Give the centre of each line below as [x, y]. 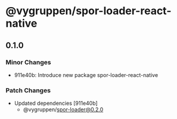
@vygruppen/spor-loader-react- [88, 11]
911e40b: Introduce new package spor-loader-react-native [86, 75]
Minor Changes [28, 62]
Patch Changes [28, 90]
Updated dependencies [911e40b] [56, 103]
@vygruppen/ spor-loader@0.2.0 [63, 110]
